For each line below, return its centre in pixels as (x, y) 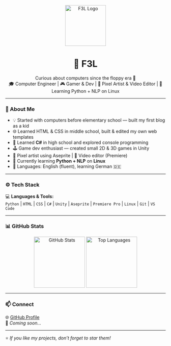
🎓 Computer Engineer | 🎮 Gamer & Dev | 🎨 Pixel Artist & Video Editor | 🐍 (85, 84)
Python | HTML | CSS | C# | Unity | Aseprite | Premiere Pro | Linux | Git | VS (80, 204)
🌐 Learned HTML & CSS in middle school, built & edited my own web (85, 131)
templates (23, 137)
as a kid (21, 126)
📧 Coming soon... (23, 323)
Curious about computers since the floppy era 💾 (85, 78)
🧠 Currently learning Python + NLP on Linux (59, 161)
